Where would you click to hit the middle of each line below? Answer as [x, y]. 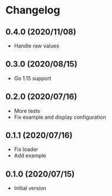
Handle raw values [36, 46]
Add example [30, 156]
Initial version [30, 188]
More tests [27, 111]
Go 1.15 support [33, 78]
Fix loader [26, 149]
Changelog [33, 10]
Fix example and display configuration [60, 117]
